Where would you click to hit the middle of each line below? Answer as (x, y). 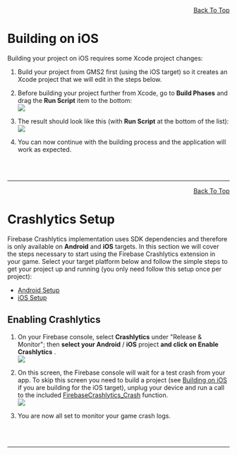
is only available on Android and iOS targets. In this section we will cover (113, 246)
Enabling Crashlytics (54, 320)
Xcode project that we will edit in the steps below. (90, 79)
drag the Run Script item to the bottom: (75, 100)
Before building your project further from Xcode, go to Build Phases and (122, 93)
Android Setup (38, 290)
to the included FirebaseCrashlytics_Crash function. (93, 395)
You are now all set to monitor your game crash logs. (94, 415)
